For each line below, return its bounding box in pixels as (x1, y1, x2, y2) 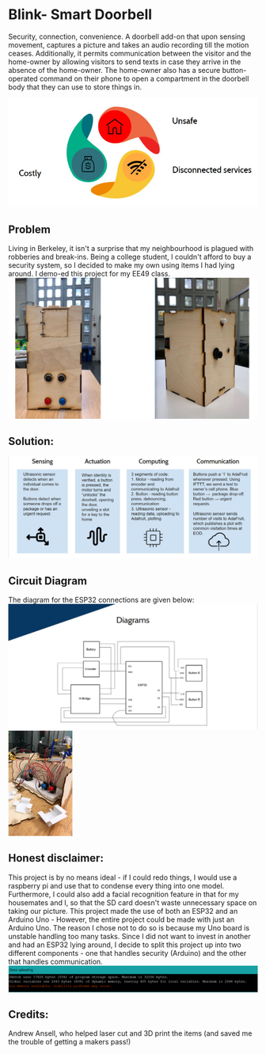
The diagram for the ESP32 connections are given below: (8, 595, 195, 604)
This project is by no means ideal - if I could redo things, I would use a (8, 873, 237, 882)
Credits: (8, 1008, 49, 1022)
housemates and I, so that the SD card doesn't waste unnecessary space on (8, 897, 257, 908)
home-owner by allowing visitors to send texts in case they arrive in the (8, 57, 241, 67)
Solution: (8, 434, 54, 448)
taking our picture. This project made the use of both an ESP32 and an (8, 906, 238, 915)
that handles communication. (8, 957, 103, 966)
